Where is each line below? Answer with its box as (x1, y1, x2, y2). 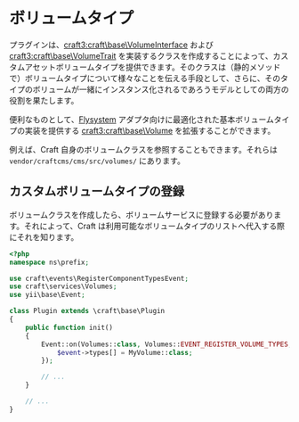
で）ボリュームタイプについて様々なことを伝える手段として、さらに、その (9, 72, 281, 83)
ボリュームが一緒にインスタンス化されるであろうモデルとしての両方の (32, 84, 289, 95)
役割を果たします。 (9, 95, 79, 105)
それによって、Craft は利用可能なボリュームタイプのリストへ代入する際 (23, 220, 285, 231)
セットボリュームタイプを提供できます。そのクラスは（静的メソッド (32, 62, 281, 72)
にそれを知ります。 (9, 231, 79, 242)
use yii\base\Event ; (9, 291, 86, 300)
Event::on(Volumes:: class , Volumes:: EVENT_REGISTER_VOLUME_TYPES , (41, 340, 293, 349)
